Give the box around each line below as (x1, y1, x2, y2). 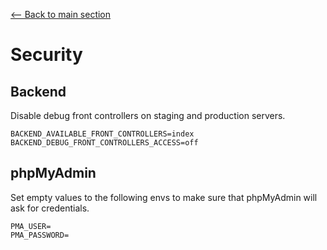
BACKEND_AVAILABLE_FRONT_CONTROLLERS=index (10, 129, 195, 139)
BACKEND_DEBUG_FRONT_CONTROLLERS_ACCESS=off (10, 138, 199, 148)
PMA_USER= (10, 221, 52, 231)
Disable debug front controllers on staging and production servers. (10, 110, 286, 121)
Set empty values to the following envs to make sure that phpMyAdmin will (10, 191, 318, 203)
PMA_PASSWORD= (10, 230, 70, 240)
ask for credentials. (10, 202, 90, 214)
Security (10, 44, 83, 66)
